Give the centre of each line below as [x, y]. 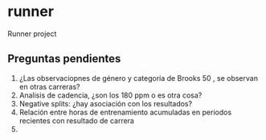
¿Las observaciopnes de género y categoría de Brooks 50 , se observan [139, 78]
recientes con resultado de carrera [76, 120]
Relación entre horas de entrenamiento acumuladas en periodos [125, 112]
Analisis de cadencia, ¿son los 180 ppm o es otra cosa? [110, 95]
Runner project [32, 34]
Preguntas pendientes [64, 59]
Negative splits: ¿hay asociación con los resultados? [106, 103]
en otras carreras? [49, 86]
